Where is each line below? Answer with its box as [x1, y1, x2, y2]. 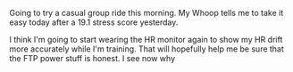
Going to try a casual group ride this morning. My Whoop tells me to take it [9, 8, 284, 18]
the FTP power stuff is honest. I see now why [9, 53, 176, 63]
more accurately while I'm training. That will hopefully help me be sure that [9, 44, 284, 54]
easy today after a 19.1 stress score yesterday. [9, 17, 179, 28]
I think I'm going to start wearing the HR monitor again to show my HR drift [9, 35, 283, 44]
